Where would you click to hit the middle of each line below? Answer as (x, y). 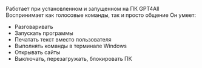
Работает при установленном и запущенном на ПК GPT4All (82, 9)
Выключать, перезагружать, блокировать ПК (73, 59)
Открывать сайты (37, 52)
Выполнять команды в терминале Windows (71, 46)
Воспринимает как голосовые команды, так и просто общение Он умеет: (101, 15)
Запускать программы (44, 33)
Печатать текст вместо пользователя (63, 39)
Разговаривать (34, 27)
